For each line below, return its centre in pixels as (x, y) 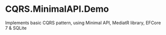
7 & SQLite (16, 28)
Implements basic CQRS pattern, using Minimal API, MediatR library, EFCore (83, 23)
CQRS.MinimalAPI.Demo (57, 9)
